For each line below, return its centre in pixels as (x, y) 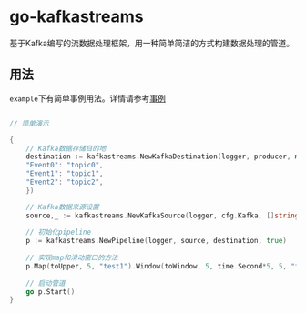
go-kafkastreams (76, 17)
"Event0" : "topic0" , (65, 166)
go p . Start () (51, 292)
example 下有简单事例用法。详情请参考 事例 (88, 98)
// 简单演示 (30, 123)
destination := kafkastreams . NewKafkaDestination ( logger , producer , (158, 156)
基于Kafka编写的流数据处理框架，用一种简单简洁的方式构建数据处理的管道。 (152, 43)
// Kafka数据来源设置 (63, 207)
